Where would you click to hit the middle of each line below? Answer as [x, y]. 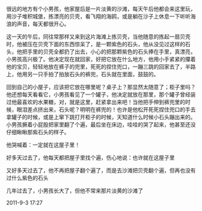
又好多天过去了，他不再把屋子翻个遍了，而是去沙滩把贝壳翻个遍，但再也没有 [101, 170]
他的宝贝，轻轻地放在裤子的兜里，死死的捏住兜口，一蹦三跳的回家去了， [96, 67]
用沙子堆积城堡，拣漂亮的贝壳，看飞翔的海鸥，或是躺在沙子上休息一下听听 [98, 16]
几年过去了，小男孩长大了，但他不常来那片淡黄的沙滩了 [75, 191]
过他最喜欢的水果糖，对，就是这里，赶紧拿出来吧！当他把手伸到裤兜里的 [96, 102]
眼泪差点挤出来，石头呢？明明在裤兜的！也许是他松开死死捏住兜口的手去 [106, 109]
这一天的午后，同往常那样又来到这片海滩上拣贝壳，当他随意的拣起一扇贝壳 [98, 37]
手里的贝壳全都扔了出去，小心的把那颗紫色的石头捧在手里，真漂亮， [111, 52]
